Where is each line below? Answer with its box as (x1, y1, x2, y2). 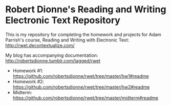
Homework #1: (12, 68, 44, 74)
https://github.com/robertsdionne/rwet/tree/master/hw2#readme (12, 83, 150, 90)
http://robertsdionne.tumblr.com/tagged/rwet (5, 57, 101, 63)
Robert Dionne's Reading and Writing (5, 4, 166, 15)
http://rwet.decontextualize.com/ (5, 42, 75, 48)
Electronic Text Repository (5, 14, 120, 26)
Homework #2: (12, 78, 45, 84)
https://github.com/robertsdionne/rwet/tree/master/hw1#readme (12, 73, 149, 79)
